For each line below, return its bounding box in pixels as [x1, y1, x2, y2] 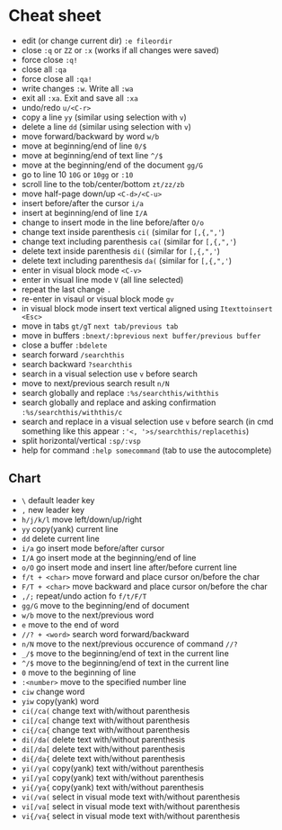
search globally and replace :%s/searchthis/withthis [21, 387, 219, 398]
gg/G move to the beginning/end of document [21, 600, 189, 610]
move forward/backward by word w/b [21, 131, 160, 141]
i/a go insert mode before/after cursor [21, 542, 165, 554]
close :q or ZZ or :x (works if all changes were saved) [21, 44, 219, 55]
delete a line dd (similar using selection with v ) [21, 121, 192, 131]
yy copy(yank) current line [21, 523, 119, 534]
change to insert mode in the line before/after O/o [21, 217, 204, 228]
